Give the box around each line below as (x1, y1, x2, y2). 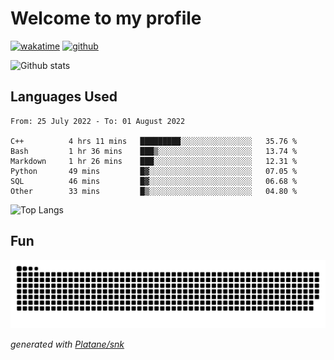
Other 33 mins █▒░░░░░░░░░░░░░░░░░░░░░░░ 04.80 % (10, 186, 298, 196)
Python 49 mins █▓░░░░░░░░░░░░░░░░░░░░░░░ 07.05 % (10, 166, 298, 176)
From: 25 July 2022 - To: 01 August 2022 (10, 116, 186, 126)
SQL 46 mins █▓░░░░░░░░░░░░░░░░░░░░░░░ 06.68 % (10, 176, 298, 186)
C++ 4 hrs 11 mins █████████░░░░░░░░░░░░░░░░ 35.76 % (10, 136, 298, 146)
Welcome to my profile (10, 7, 202, 30)
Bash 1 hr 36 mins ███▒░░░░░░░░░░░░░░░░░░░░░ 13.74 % (10, 146, 298, 156)
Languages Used (10, 88, 118, 106)
